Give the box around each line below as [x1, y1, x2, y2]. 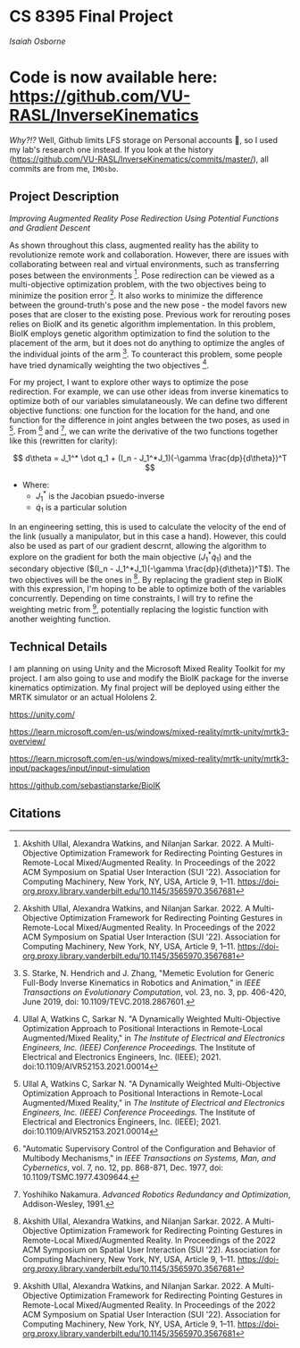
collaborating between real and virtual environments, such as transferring [9, 258, 279, 269]
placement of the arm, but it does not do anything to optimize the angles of [9, 338, 286, 348]
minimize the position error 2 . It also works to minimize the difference [9, 289, 263, 300]
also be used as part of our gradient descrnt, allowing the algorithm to [9, 541, 267, 552]
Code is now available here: [9, 67, 218, 88]
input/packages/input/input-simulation [9, 762, 151, 773]
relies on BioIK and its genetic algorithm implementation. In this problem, [9, 319, 276, 329]
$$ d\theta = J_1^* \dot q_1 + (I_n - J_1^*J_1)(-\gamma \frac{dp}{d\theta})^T [12, 452, 287, 463]
